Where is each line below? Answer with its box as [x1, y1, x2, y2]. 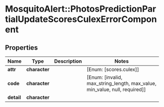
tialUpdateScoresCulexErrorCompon [5, 14, 157, 25]
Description [54, 58, 82, 64]
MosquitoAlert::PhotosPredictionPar [5, 3, 156, 15]
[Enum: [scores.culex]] [86, 66, 139, 72]
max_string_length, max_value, [86, 80, 157, 87]
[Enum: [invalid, [86, 74, 123, 81]
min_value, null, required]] [86, 86, 146, 93]
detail [7, 94, 21, 101]
